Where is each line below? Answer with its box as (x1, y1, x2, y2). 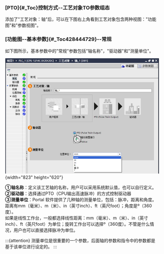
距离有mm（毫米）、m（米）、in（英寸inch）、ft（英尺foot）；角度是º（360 (5, 203, 152, 209)
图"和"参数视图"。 (5, 22, 41, 28)
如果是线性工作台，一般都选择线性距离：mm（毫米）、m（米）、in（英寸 (5, 215, 148, 221)
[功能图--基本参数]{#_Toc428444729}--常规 (5, 36, 112, 42)
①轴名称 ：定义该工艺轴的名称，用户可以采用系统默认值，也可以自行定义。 (5, 185, 157, 190)
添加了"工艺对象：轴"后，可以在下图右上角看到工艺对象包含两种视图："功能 (5, 16, 157, 22)
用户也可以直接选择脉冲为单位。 (13, 227, 78, 233)
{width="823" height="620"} (5, 174, 63, 180)
